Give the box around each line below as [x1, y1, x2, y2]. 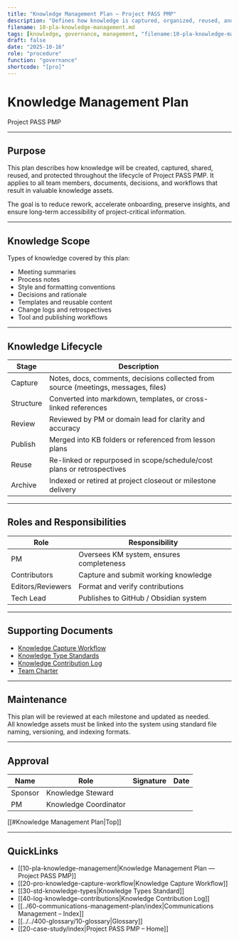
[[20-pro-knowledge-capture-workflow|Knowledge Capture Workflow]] [17, 880, 228, 888]
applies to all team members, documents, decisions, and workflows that [7, 179, 218, 187]
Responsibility [128, 537, 179, 547]
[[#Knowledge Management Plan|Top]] [7, 818, 122, 826]
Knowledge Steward [46, 788, 114, 798]
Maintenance [7, 694, 68, 706]
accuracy [48, 423, 80, 433]
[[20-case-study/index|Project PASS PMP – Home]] [17, 924, 169, 933]
